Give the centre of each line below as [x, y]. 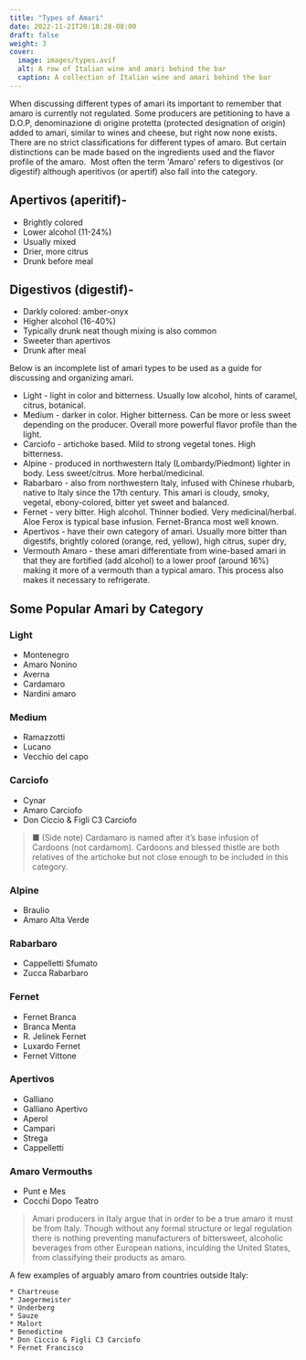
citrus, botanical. [54, 405]
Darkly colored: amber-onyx [76, 312]
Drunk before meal [58, 260]
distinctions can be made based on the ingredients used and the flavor [142, 152]
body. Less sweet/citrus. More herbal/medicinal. [114, 473]
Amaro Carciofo [53, 810]
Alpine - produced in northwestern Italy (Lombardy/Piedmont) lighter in [156, 463]
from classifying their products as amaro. [109, 1258]
